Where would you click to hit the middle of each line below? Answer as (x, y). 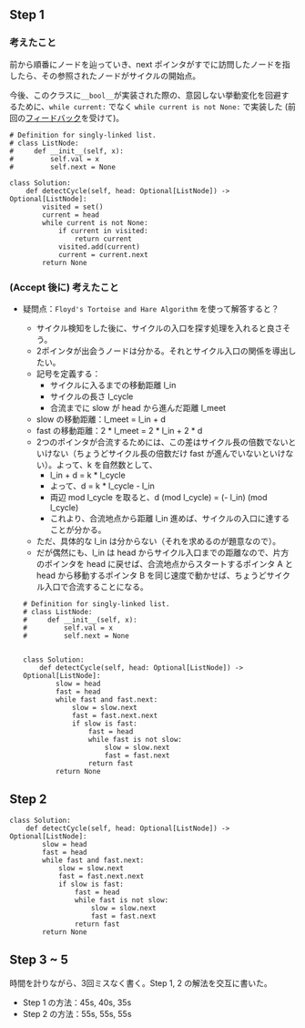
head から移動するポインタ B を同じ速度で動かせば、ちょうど (151, 575)
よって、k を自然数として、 (107, 465)
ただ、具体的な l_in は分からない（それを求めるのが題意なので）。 (158, 540)
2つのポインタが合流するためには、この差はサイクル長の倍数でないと (166, 442)
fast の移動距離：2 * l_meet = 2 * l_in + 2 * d (119, 430)
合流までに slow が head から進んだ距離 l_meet (137, 407)
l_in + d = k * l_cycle (87, 475)
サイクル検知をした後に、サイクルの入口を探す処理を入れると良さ (159, 328)
